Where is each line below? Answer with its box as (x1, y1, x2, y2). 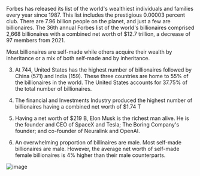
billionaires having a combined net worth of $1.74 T (14, 103, 141, 110)
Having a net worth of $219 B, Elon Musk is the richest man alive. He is (14, 115, 190, 122)
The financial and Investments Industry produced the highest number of (14, 97, 193, 104)
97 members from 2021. (6, 37, 65, 44)
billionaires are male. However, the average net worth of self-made (14, 146, 180, 152)
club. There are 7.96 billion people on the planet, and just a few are (6, 18, 171, 24)
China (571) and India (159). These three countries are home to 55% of (14, 73, 189, 79)
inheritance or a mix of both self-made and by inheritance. (6, 55, 150, 61)
